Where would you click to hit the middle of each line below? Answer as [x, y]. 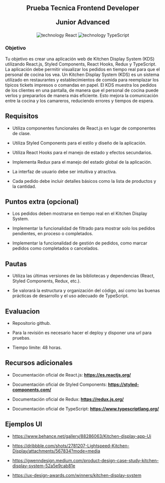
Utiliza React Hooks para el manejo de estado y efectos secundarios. [82, 152]
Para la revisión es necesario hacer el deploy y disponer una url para [82, 333]
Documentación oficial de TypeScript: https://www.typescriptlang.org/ [85, 409]
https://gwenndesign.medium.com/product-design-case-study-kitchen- [85, 460]
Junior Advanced [83, 22]
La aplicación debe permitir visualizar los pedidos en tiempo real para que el [82, 69]
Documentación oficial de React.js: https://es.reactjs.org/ [72, 375]
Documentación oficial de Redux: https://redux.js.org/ [68, 399]
